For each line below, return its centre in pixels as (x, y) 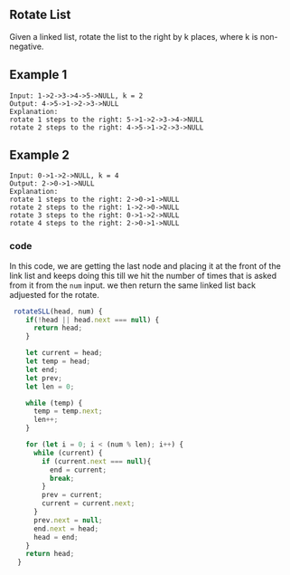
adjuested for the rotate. (54, 294)
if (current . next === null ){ (97, 461)
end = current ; (78, 470)
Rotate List (40, 15)
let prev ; (44, 378)
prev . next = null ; (68, 520)
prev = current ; (72, 495)
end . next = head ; (66, 529)
